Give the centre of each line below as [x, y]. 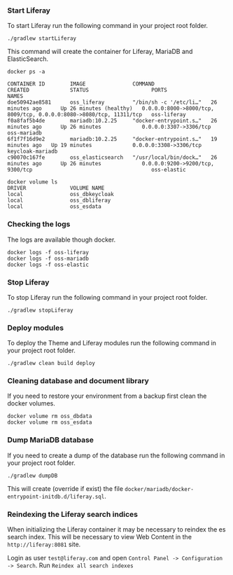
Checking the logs [39, 224]
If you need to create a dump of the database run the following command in [116, 455]
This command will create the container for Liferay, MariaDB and [100, 52]
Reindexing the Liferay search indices [73, 514]
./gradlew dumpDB [33, 476]
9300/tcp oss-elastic [97, 170]
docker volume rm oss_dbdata [50, 416]
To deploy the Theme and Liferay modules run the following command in [112, 343]
